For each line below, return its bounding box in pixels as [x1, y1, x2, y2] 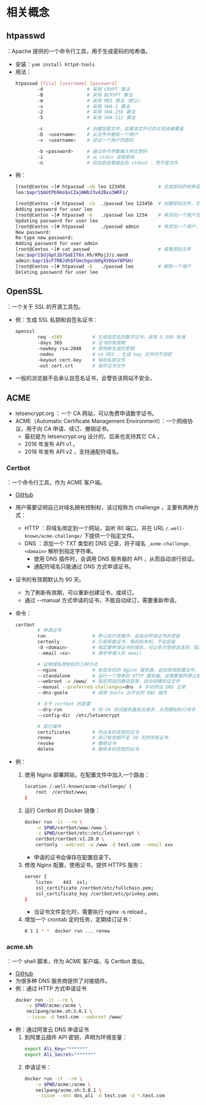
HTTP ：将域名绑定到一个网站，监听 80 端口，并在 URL [24, 524, 164, 532]
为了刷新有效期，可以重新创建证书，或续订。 [24, 589, 138, 596]
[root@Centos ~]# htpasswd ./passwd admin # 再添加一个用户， [15, 223, 200, 230]
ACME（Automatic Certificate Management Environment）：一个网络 [15, 417, 188, 425]
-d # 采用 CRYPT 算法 [37, 86, 130, 92]
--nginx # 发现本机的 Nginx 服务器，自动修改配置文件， [37, 667, 199, 673]
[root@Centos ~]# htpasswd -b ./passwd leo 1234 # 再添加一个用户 [15, 212, 196, 218]
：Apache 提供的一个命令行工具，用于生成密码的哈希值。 [6, 47, 151, 55]
